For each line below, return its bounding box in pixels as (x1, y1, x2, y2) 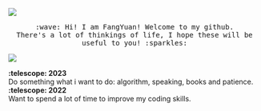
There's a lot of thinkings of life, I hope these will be (15, 30, 253, 39)
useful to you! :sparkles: (81, 38, 188, 47)
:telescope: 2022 (8, 85, 66, 95)
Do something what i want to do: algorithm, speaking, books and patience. (8, 77, 254, 86)
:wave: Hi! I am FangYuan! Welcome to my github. (34, 22, 235, 31)
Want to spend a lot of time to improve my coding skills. (8, 94, 191, 103)
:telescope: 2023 (8, 69, 67, 77)
